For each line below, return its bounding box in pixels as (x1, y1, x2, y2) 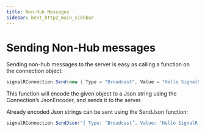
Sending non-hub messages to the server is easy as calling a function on (6, 61, 190, 68)
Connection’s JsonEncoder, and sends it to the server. (6, 97, 142, 104)
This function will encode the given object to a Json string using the (6, 90, 177, 97)
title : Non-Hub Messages (6, 9, 70, 15)
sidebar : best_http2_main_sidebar (6, 15, 95, 21)
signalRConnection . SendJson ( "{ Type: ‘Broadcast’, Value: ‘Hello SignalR (6, 120, 198, 127)
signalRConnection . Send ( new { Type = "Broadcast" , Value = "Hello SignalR (6, 79, 201, 85)
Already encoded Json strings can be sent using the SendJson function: (6, 108, 189, 116)
